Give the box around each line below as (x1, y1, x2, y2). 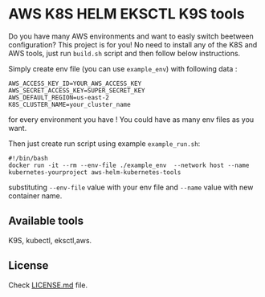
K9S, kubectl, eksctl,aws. (8, 235, 92, 245)
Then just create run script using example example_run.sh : (8, 138, 201, 148)
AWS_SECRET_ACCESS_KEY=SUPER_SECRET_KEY (8, 86, 146, 95)
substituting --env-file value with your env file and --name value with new (8, 182, 254, 192)
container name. (8, 190, 63, 201)
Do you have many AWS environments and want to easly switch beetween (8, 31, 255, 41)
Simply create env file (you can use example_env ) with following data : (8, 63, 238, 73)
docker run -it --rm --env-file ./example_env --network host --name (8, 161, 250, 169)
